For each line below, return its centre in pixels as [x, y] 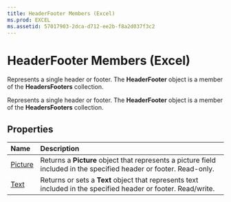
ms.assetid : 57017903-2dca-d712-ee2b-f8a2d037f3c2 [81, 26]
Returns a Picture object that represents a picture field [128, 161]
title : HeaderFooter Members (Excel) [61, 13]
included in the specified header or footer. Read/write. [128, 189]
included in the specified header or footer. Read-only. [127, 169]
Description [60, 149]
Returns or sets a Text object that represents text [119, 180]
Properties [30, 129]
